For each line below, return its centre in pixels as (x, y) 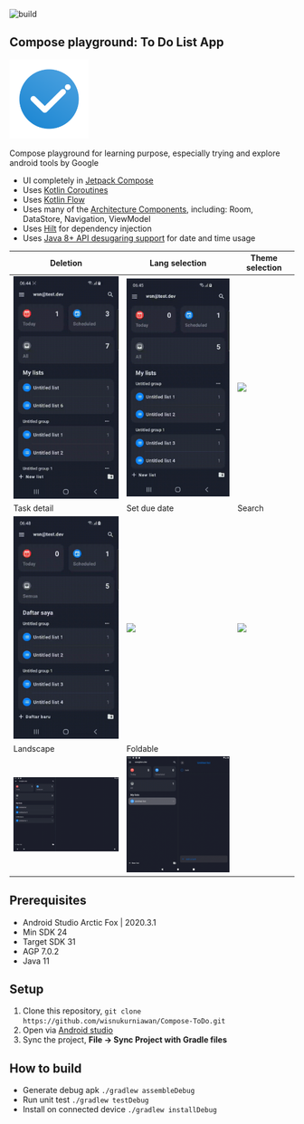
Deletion (66, 263)
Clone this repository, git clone (82, 1011)
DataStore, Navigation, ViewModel (86, 218)
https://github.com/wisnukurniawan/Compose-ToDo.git (124, 1022)
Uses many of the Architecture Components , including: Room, (138, 209)
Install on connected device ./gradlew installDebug (119, 1110)
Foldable (142, 748)
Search (251, 508)
